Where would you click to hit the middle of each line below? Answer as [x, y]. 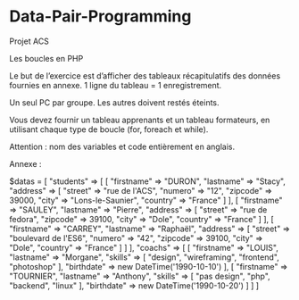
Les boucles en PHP [46, 58]
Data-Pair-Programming [100, 17]
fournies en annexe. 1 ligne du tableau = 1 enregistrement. [116, 85]
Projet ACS [29, 41]
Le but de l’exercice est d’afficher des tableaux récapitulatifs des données [145, 75]
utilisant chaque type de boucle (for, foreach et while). [109, 129]
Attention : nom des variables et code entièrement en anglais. [122, 146]
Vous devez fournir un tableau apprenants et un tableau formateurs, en [140, 120]
